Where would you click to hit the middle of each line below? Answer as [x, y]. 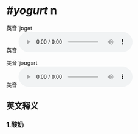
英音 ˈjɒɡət [19, 28]
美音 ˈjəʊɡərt [22, 63]
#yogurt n [32, 11]
